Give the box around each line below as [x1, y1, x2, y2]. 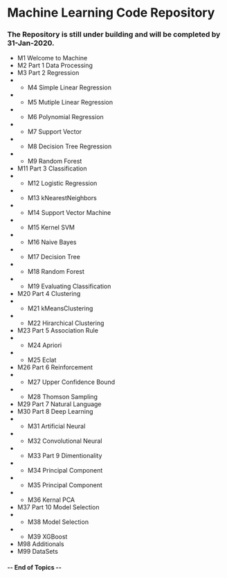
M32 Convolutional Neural [27, 437, 102, 445]
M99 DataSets [17, 548, 59, 556]
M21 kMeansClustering [27, 304, 93, 313]
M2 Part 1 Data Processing [17, 61, 93, 70]
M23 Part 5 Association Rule [17, 326, 99, 335]
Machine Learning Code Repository [7, 5, 215, 21]
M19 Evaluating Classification [27, 282, 111, 290]
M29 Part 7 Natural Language [17, 400, 102, 408]
